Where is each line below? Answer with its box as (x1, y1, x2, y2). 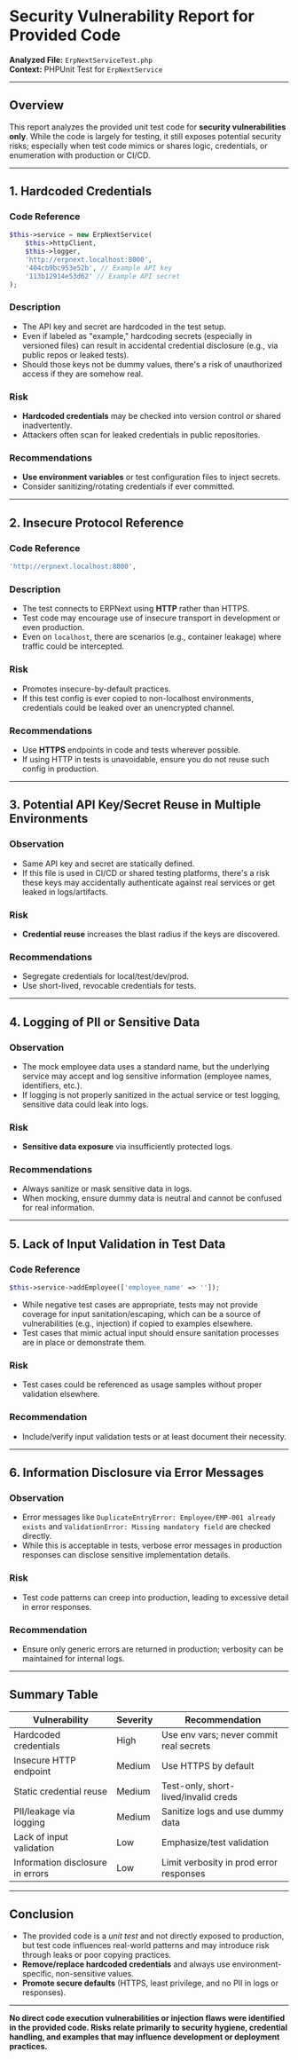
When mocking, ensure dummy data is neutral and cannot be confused (21, 1193, 282, 1204)
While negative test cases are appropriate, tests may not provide (21, 1299, 259, 1310)
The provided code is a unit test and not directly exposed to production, (21, 1930, 285, 1941)
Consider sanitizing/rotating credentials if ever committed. (21, 481, 235, 492)
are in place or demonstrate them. (21, 1338, 146, 1348)
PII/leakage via (13, 1804, 75, 1817)
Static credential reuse (13, 1785, 108, 1797)
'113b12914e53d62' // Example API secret (25, 272, 180, 280)
